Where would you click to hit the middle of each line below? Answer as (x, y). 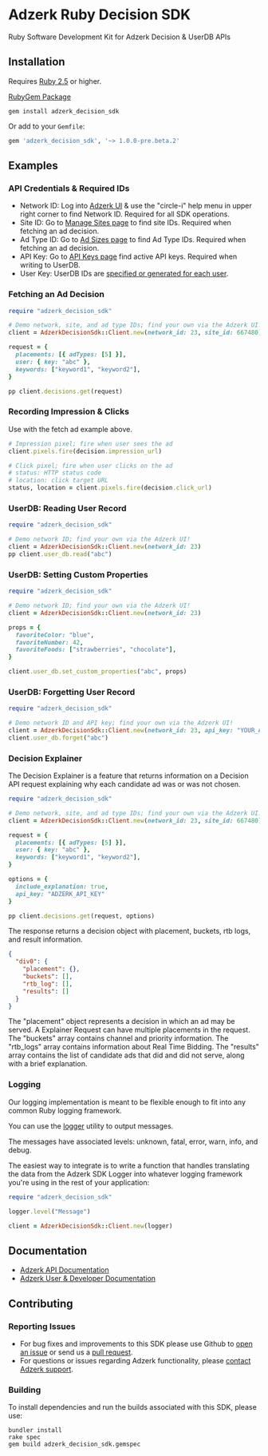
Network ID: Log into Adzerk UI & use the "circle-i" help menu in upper (136, 206)
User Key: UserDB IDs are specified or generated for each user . (124, 274)
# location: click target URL (59, 481)
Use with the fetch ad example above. (71, 429)
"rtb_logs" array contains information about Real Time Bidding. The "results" (134, 1047)
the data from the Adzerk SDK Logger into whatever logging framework (126, 1174)
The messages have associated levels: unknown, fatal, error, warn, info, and (133, 1141)
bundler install (35, 1430)
